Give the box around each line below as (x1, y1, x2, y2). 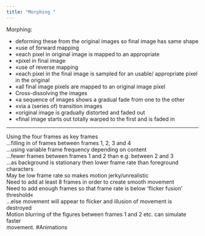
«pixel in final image (15, 57, 66, 64)
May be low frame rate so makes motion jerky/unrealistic (6, 171, 149, 179)
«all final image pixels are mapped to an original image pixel (15, 83, 166, 90)
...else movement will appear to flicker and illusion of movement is (6, 198, 173, 205)
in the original (15, 76, 50, 84)
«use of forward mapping (15, 44, 79, 51)
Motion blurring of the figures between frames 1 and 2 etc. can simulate (6, 210, 187, 218)
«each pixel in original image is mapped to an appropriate (15, 50, 160, 58)
